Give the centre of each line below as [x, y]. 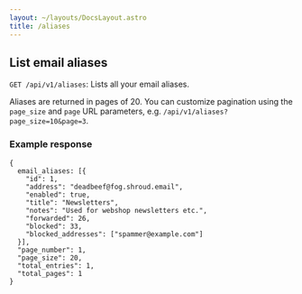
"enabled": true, [58, 195]
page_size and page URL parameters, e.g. [86, 111]
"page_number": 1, [52, 250]
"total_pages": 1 [50, 273]
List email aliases [59, 63]
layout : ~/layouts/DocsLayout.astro [78, 18]
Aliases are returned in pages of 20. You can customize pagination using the [151, 102]
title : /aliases [40, 26]
